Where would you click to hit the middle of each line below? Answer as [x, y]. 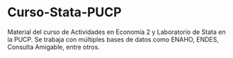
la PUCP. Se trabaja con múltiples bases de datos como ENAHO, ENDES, [113, 39]
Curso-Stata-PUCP [64, 12]
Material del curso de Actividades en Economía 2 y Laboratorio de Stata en [116, 32]
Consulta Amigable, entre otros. [54, 47]
